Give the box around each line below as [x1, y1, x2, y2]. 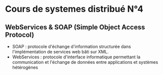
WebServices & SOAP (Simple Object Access [5, 23, 145, 31]
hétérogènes [12, 65, 38, 70]
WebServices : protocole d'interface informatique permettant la [12, 54, 141, 60]
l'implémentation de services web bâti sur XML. [12, 49, 109, 54]
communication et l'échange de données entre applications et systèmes [12, 59, 159, 65]
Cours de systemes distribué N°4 [5, 3, 143, 15]
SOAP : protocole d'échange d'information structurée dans [12, 44, 131, 50]
